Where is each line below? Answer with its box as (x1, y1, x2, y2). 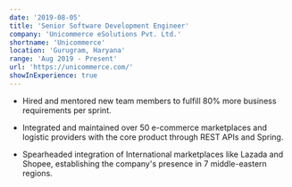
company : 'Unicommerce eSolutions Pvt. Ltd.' (9, 29, 181, 38)
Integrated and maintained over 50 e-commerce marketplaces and (21, 122, 268, 133)
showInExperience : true (9, 71, 98, 80)
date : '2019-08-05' (9, 12, 82, 22)
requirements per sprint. (21, 104, 112, 116)
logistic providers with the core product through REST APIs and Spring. (21, 131, 284, 142)
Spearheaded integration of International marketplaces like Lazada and (21, 149, 284, 159)
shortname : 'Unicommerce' (9, 37, 105, 47)
